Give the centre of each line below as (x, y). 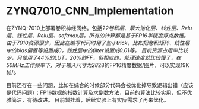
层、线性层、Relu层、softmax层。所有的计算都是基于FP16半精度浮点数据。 (97, 35)
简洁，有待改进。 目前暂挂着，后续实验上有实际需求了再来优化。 (90, 100)
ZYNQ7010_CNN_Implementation (90, 11)
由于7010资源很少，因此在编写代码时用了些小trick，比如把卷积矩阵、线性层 (98, 43)
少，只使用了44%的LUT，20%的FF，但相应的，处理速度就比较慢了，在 (94, 57)
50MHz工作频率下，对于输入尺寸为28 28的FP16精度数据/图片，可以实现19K (98, 65)
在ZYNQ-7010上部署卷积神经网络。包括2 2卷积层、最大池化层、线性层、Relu (99, 28)
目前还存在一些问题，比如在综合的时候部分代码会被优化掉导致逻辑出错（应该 (100, 85)
